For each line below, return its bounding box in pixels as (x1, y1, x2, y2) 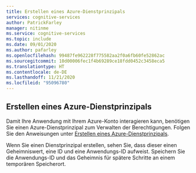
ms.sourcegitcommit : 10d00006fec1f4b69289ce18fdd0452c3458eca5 (6, 58, 165, 64)
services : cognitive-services (6, 14, 81, 20)
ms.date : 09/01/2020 (6, 42, 57, 48)
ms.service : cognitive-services (6, 31, 86, 37)
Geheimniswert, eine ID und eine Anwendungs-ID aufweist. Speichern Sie (6, 148, 185, 155)
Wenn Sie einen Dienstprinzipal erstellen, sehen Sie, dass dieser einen (6, 141, 177, 148)
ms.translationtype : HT (6, 63, 65, 70)
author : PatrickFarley (6, 19, 62, 25)
